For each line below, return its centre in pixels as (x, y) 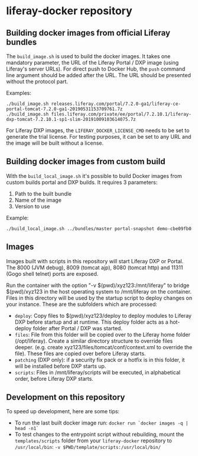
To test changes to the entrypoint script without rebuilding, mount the (99, 435)
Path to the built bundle (43, 193)
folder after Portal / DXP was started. (78, 328)
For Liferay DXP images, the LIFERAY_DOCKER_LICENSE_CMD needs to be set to (98, 130)
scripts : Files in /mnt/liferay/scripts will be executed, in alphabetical (98, 372)
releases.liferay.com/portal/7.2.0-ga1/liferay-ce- (116, 104)
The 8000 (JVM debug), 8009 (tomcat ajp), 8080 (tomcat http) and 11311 (95, 267)
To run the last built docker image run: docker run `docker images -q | (101, 423)
